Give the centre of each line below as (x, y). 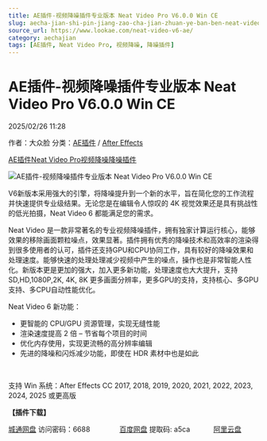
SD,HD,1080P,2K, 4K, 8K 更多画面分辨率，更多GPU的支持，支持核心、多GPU (133, 280)
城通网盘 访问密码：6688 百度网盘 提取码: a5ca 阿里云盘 (125, 429)
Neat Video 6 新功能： (44, 307)
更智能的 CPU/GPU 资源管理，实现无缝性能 (90, 323)
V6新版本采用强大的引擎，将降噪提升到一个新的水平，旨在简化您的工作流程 (131, 193)
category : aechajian (43, 38)
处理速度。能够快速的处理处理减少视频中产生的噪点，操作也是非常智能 (123, 260)
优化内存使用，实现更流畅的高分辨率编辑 (86, 343)
